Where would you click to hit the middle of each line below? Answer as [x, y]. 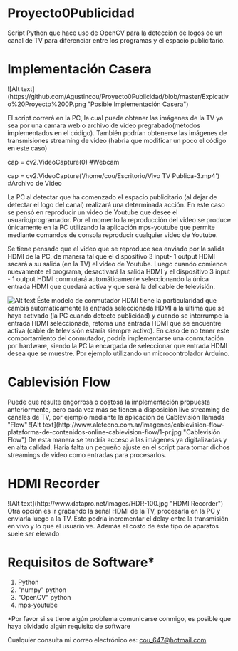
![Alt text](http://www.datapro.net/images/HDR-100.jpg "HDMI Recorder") [115, 503]
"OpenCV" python [44, 597]
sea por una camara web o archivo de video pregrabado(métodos [104, 125]
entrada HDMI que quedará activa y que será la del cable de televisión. [112, 286]
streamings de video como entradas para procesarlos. [87, 454]
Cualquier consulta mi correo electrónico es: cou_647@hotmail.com [107, 640]
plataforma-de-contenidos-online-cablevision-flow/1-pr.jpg [94, 432]
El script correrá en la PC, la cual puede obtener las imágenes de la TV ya [115, 118]
